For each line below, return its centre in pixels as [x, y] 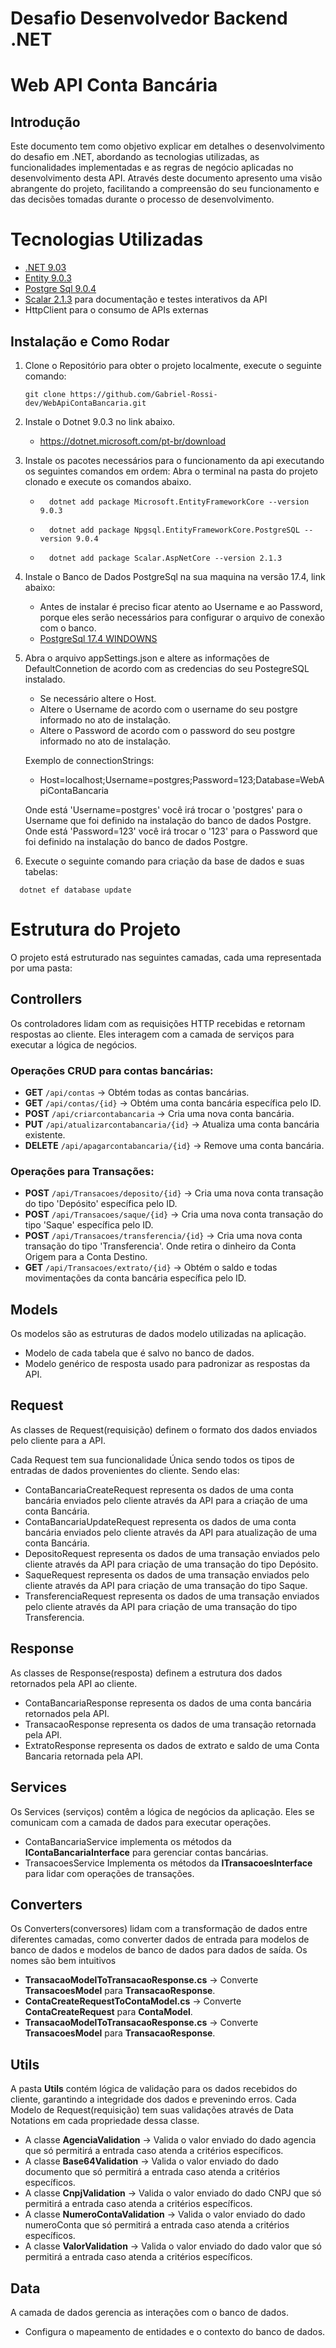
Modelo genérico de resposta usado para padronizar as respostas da [167, 1364]
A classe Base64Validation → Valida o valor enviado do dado [151, 2161]
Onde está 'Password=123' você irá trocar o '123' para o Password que [171, 831]
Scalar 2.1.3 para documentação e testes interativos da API [146, 299]
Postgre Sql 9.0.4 [60, 289]
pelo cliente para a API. [58, 1440]
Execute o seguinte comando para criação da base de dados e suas [164, 861]
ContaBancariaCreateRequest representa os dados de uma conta [159, 1489]
